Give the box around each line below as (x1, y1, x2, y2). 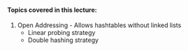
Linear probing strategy (27, 29, 96, 37)
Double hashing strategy (27, 36, 99, 45)
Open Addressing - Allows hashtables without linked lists (17, 21, 182, 29)
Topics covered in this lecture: (7, 6, 97, 14)
